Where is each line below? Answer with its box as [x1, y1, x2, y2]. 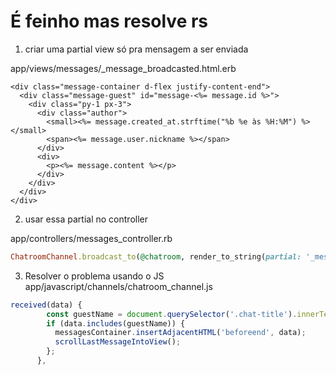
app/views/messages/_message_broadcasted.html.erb [10, 62, 237, 74]
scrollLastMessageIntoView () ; [54, 337, 182, 347]
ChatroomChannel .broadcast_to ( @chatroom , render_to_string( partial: [10, 251, 302, 262]
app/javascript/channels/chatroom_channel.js [24, 280, 213, 292]
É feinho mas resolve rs [10, 10, 209, 33]
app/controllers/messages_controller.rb [10, 232, 173, 244]
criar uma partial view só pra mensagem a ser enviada [24, 43, 249, 55]
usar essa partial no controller [24, 213, 148, 225]
